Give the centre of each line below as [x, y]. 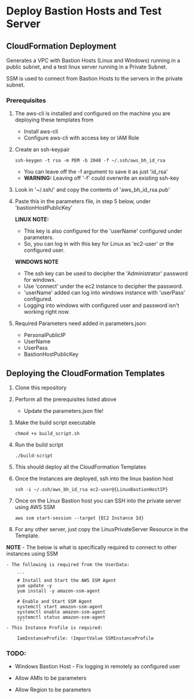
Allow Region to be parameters [53, 690]
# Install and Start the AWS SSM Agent [67, 581]
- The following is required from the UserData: [68, 565]
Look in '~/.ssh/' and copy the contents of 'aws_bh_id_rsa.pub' [93, 190]
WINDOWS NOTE [37, 262]
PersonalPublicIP [45, 335]
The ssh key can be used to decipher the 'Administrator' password [106, 273]
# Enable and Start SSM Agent [55, 602]
